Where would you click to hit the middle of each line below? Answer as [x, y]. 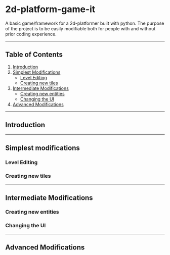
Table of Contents [34, 55]
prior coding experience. [31, 34]
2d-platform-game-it [50, 9]
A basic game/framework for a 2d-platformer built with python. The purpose [85, 23]
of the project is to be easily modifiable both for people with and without [80, 28]
